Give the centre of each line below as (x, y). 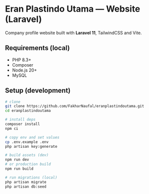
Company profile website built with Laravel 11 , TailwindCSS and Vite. (74, 33)
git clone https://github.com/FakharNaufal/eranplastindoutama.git (75, 106)
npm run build (19, 169)
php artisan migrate (26, 182)
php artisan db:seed (26, 186)
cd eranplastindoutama (28, 111)
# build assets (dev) (27, 155)
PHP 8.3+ (22, 60)
